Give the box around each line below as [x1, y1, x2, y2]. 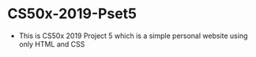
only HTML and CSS [18, 39, 85, 48]
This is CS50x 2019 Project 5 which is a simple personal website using [18, 31, 248, 40]
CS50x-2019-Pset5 [7, 5, 137, 23]
